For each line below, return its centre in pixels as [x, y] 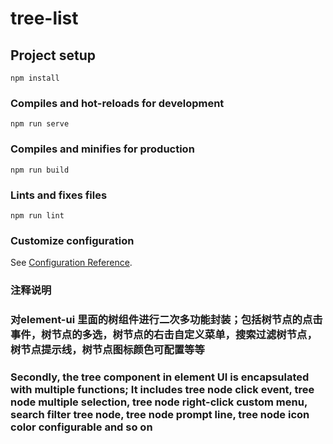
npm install [35, 78]
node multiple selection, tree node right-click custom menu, [159, 402]
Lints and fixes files [59, 195]
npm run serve [40, 124]
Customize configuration [72, 240]
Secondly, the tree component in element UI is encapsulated [160, 377]
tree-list [44, 18]
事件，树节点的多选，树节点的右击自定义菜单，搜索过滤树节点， [164, 335]
